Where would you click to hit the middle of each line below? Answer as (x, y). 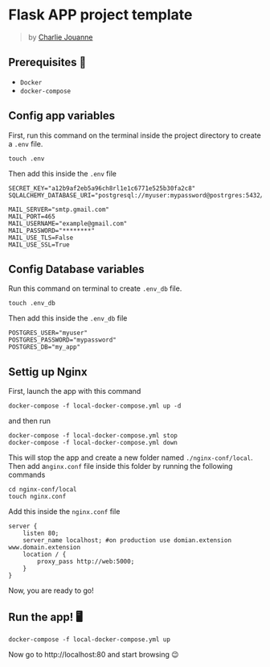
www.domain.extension (45, 548)
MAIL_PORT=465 (32, 216)
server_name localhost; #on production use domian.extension (127, 541)
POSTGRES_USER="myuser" (48, 333)
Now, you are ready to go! (51, 590)
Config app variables (61, 116)
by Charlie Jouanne (60, 37)
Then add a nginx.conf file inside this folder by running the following (121, 466)
